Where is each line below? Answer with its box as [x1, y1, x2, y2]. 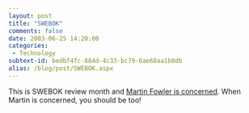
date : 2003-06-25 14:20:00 [8, 34, 99, 43]
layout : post [8, 11, 53, 20]
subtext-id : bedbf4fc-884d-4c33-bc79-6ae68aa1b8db [8, 57, 183, 65]
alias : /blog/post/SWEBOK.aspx [8, 65, 114, 73]
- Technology [11, 49, 57, 57]
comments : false [8, 27, 63, 35]
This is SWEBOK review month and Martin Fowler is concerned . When [8, 86, 241, 96]
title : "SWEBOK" [8, 19, 63, 27]
